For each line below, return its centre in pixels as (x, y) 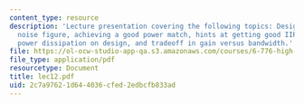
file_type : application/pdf (62, 60)
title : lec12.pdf (42, 77)
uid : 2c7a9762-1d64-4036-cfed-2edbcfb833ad (93, 85)
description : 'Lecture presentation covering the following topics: (141, 26)
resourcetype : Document (54, 69)
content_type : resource (54, 18)
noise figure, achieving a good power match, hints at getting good (149, 34)
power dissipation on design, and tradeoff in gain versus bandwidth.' (156, 43)
